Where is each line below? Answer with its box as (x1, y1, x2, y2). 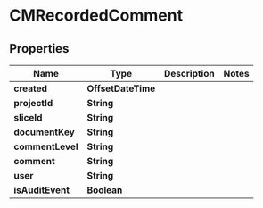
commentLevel (13, 140, 78, 153)
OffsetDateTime (86, 82, 156, 95)
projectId (13, 97, 53, 109)
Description (163, 68, 216, 79)
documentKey (13, 126, 76, 138)
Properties (9, 41, 70, 56)
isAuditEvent (13, 184, 70, 196)
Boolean (86, 184, 123, 196)
